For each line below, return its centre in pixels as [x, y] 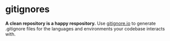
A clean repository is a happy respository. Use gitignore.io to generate [81, 23]
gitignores [28, 9]
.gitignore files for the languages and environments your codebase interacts [85, 28]
